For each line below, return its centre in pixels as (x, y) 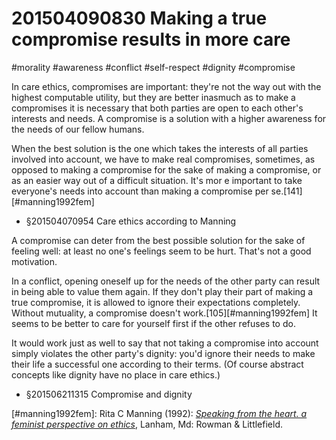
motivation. (34, 261)
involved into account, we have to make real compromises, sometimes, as (163, 159)
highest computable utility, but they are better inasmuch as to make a (153, 97)
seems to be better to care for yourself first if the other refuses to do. (153, 323)
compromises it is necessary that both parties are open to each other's (157, 108)
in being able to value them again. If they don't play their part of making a (162, 291)
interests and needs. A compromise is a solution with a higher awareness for (169, 118)
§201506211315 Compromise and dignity (109, 394)
